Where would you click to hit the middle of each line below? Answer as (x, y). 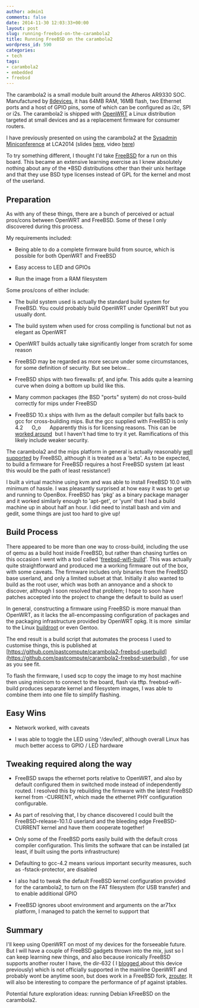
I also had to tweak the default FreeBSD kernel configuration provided (100, 881)
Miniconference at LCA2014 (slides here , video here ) (71, 144)
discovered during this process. (45, 226)
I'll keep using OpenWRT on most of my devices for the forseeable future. (96, 944)
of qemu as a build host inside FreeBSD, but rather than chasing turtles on (97, 553)
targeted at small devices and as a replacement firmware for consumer (93, 120)
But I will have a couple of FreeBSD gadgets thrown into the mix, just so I (95, 951)
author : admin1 (25, 12)
